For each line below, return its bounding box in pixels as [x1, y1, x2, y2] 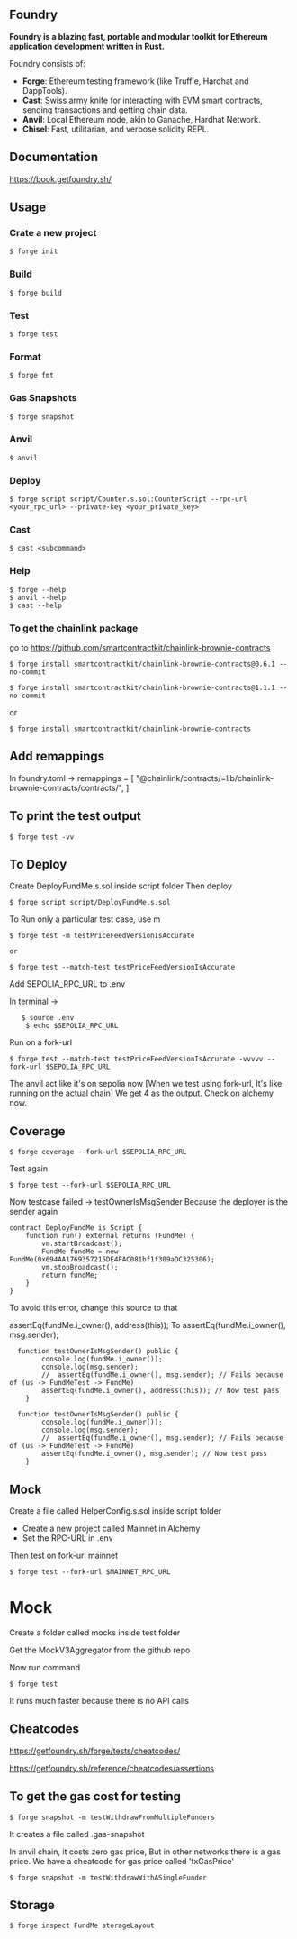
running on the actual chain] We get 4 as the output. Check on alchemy [9, 1088, 274, 1098]
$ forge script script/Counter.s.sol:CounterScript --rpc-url [9, 495, 247, 504]
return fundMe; [41, 1270, 99, 1280]
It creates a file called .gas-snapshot [9, 1828, 145, 1839]
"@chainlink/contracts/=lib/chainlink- [136, 772, 274, 783]
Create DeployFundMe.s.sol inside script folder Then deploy [9, 880, 232, 891]
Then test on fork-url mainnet [9, 1550, 119, 1561]
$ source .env [21, 1014, 75, 1023]
